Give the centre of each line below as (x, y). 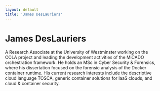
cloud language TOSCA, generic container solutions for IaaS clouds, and (79, 78)
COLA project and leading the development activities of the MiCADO (75, 58)
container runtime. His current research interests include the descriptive (79, 73)
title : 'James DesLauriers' (34, 14)
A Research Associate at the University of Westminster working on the (77, 52)
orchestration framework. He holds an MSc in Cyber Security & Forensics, (80, 62)
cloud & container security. (33, 84)
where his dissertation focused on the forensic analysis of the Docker (76, 68)
